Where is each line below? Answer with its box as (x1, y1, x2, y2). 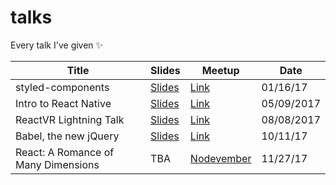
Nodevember (189, 151, 252, 165)
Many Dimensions (15, 157, 100, 171)
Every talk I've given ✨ (10, 39, 104, 51)
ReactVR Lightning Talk (15, 112, 125, 126)
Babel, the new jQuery (15, 129, 120, 143)
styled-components (15, 80, 110, 94)
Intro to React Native (15, 96, 112, 110)
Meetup (201, 63, 240, 77)
